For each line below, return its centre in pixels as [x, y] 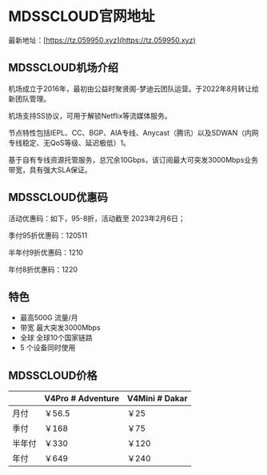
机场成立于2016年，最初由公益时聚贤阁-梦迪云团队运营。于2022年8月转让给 [134, 88]
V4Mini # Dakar [157, 399]
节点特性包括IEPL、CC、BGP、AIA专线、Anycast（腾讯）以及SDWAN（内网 [133, 132]
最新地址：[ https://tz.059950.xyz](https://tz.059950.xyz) [102, 40]
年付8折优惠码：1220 [43, 269]
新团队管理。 [29, 99]
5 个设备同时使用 [48, 348]
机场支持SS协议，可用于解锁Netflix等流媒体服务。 [90, 115]
